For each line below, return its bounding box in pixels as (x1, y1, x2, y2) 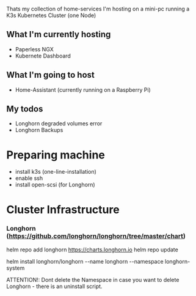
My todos (6, 104, 43, 114)
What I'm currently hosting (6, 29, 111, 40)
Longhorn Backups (15, 127, 64, 134)
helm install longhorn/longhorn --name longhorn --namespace (6, 257, 164, 265)
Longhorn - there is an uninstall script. (6, 283, 103, 290)
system (6, 264, 25, 272)
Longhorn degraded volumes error (15, 120, 103, 127)
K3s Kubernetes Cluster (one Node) (6, 12, 96, 19)
